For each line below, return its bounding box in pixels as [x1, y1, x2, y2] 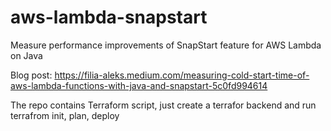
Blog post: [10, 69, 53, 81]
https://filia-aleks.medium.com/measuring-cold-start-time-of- [54, 69, 310, 81]
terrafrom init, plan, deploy [10, 109, 120, 121]
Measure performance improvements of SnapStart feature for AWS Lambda [10, 39, 322, 51]
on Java [10, 49, 43, 61]
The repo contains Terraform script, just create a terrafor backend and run [10, 99, 317, 111]
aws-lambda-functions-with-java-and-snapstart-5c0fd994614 [10, 79, 268, 91]
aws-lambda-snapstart [10, 6, 208, 29]
